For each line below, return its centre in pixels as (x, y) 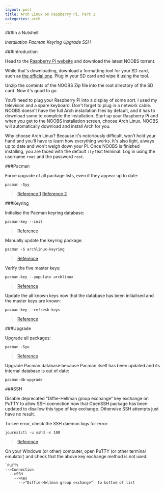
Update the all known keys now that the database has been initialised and (79, 296)
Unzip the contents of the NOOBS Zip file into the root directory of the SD (79, 85)
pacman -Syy (17, 185)
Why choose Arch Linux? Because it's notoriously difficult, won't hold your (81, 136)
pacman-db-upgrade (24, 380)
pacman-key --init (24, 222)
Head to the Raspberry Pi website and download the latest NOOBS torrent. (80, 61)
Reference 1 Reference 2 (42, 194)
